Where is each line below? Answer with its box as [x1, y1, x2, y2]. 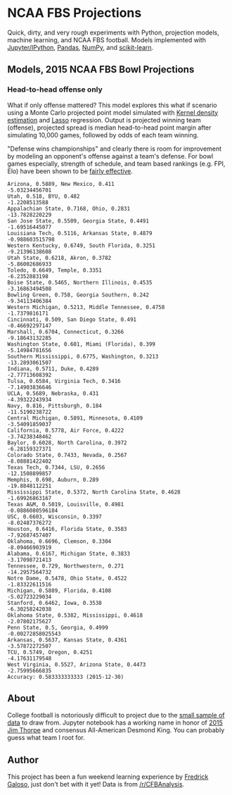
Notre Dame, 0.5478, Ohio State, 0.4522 [7, 575, 128, 582]
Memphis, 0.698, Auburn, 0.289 [7, 476, 99, 483]
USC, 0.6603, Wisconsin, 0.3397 [7, 513, 102, 520]
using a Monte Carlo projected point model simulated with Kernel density [7, 108, 219, 117]
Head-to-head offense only [7, 84, 103, 94]
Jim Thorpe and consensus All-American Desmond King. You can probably [7, 726, 225, 734]
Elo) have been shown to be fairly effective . [7, 167, 134, 175]
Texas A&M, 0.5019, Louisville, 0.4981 [7, 501, 124, 508]
